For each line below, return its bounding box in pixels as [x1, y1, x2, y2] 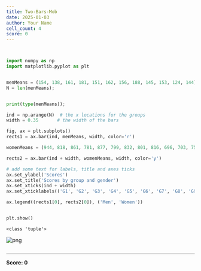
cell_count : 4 [6, 25, 42, 32]
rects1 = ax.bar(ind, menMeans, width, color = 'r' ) [6, 134, 135, 140]
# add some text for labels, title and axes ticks [6, 166, 135, 172]
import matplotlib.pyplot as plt [6, 63, 90, 69]
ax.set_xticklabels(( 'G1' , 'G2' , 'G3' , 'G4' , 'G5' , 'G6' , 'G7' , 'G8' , [6, 188, 186, 194]
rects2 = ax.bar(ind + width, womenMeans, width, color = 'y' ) [6, 155, 162, 162]
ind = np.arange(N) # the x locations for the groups [6, 112, 146, 118]
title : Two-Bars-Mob [6, 8, 58, 15]
